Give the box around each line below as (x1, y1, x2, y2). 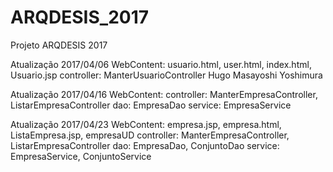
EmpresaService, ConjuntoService (10, 150, 152, 162)
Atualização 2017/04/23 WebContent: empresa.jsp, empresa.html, (10, 118, 282, 130)
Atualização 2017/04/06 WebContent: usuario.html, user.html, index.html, (10, 58, 312, 70)
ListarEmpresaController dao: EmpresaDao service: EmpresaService (10, 99, 292, 111)
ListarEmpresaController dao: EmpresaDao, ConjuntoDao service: (10, 139, 280, 151)
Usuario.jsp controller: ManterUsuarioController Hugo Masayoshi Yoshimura (10, 69, 323, 81)
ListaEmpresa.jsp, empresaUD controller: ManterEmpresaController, (10, 129, 290, 141)
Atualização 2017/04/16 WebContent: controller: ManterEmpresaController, (10, 88, 318, 100)
